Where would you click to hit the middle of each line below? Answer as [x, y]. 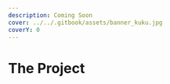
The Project [47, 68]
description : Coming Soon [50, 15]
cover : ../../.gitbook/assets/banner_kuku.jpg [85, 23]
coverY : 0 [24, 30]
